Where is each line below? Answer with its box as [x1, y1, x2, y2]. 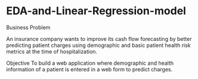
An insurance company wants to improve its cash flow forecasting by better [6, 35, 192, 42]
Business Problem [6, 24, 51, 31]
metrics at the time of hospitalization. [6, 48, 97, 55]
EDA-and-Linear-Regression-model [6, 4, 187, 18]
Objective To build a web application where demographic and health [6, 59, 174, 67]
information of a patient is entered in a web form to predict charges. [6, 65, 173, 72]
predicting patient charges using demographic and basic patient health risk [6, 42, 191, 49]
